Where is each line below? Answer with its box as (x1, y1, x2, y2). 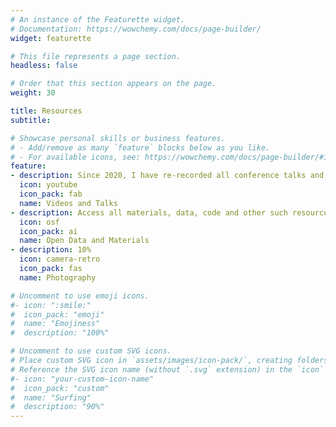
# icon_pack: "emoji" (10, 309, 105, 320)
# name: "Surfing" (10, 392, 92, 403)
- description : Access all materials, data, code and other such (10, 207, 288, 218)
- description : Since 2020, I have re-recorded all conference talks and (10, 171, 325, 181)
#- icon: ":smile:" (10, 300, 92, 310)
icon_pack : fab (19, 189, 83, 199)
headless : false (10, 61, 78, 71)
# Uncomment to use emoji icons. (10, 291, 150, 301)
